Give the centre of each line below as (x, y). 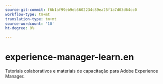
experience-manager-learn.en (70, 57)
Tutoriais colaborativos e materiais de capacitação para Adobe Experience (82, 71)
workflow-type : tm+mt (28, 14)
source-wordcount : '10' (30, 24)
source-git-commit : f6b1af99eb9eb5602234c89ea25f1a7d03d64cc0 (71, 10)
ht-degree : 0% (20, 28)
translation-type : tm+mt (31, 19)
